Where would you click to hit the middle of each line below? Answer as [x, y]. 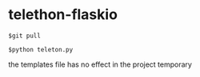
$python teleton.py [41, 49]
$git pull [25, 36]
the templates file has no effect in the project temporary [100, 64]
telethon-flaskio [63, 15]
